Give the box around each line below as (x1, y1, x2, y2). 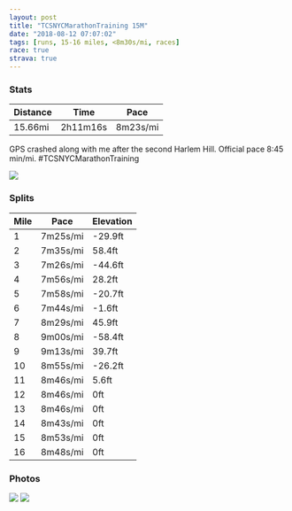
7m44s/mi (41, 302, 84, 314)
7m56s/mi (41, 273, 84, 285)
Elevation (92, 214, 133, 227)
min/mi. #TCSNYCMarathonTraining (9, 153, 140, 164)
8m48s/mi (41, 445, 84, 458)
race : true (9, 46, 50, 55)
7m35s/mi (41, 244, 84, 257)
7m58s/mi (41, 287, 84, 299)
